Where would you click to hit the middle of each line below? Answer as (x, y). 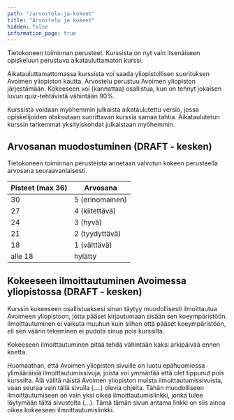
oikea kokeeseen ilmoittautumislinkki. (61, 410)
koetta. (17, 352)
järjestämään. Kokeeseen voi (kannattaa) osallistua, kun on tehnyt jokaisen (115, 89)
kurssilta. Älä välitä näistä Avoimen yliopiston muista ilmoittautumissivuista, (115, 380)
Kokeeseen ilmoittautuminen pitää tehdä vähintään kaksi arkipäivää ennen (114, 344)
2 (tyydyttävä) (97, 234)
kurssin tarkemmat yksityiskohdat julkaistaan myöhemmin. (91, 125)
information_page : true (42, 33)
